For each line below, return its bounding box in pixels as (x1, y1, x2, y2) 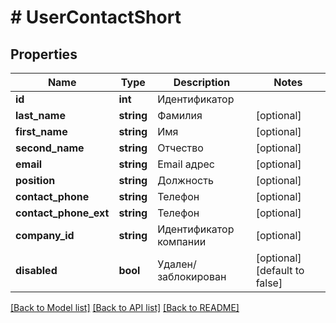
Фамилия (157, 109, 203, 122)
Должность (157, 174, 214, 187)
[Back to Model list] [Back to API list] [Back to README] (10, 302, 240, 313)
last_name (15, 109, 66, 122)
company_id (15, 229, 75, 242)
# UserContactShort (10, 6, 182, 29)
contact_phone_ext (15, 206, 110, 220)
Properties (10, 46, 78, 63)
